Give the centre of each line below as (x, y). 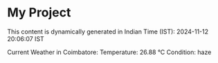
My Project (39, 13)
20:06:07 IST (26, 38)
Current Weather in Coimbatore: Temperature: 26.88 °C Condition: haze (109, 52)
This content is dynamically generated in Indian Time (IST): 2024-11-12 (108, 32)
